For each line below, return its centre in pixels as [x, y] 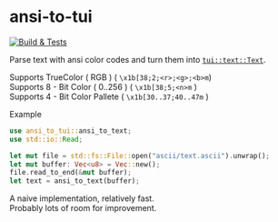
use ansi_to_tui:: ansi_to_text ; [70, 131]
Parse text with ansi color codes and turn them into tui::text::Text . [138, 59]
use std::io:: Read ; [46, 139]
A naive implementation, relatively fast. [82, 198]
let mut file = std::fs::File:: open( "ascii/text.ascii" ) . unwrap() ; [140, 156]
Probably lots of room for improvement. [83, 208]
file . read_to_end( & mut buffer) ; [70, 173]
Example [26, 114]
